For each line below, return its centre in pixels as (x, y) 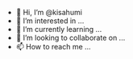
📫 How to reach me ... (53, 47)
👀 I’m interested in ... (50, 21)
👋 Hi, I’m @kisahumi (49, 12)
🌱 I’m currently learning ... (59, 29)
